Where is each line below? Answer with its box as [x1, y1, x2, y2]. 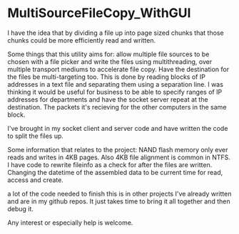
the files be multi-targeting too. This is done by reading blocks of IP [7, 73, 205, 81]
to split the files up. [7, 132, 64, 140]
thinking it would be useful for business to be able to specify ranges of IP [7, 87, 223, 96]
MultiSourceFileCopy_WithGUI [7, 5, 191, 21]
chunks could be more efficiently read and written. [7, 36, 156, 44]
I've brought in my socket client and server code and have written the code [7, 124, 228, 132]
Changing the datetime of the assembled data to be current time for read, [7, 168, 223, 176]
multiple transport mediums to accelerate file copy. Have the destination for [7, 65, 230, 73]
